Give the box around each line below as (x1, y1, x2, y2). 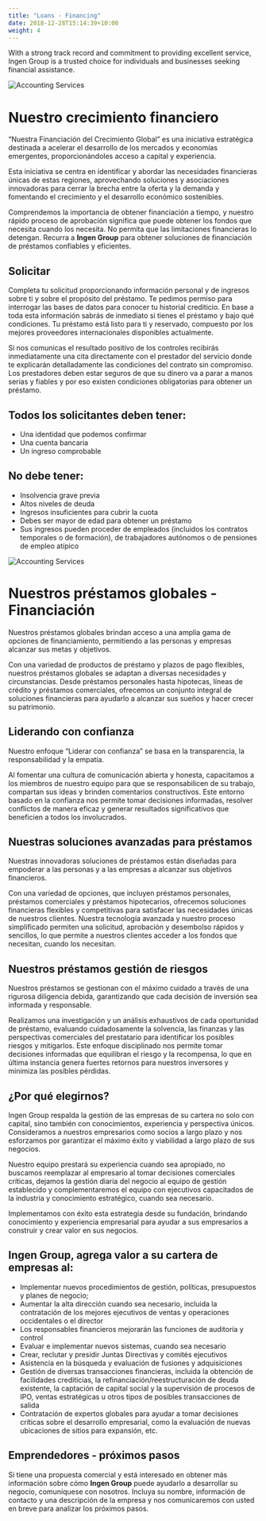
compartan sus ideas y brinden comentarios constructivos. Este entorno (8, 787, 245, 796)
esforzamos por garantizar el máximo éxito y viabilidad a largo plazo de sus (8, 1136, 256, 1145)
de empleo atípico (19, 541, 79, 551)
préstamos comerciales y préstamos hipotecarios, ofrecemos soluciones (8, 897, 246, 907)
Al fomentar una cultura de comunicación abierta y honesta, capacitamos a (8, 770, 254, 780)
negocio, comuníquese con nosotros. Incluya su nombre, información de (8, 1487, 246, 1496)
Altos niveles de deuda (19, 498, 95, 509)
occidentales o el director (19, 1316, 104, 1326)
